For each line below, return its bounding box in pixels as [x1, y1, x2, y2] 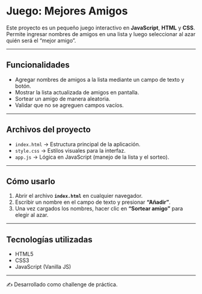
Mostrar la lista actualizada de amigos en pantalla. [14, 88, 139, 96]
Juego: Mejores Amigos [6, 4, 128, 18]
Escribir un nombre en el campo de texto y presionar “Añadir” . [14, 198, 171, 206]
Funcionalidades [6, 60, 70, 70]
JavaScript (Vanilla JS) [14, 263, 72, 271]
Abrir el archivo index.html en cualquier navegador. [14, 192, 143, 200]
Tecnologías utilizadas [6, 234, 93, 245]
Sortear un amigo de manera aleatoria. [14, 95, 111, 102]
